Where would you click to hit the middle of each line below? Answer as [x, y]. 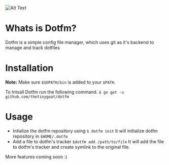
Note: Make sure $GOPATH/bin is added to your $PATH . [60, 82]
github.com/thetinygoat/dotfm [37, 97]
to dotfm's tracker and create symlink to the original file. [71, 147]
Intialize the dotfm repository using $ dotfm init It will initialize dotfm [85, 131]
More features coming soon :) [36, 156]
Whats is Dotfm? [41, 28]
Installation [29, 68]
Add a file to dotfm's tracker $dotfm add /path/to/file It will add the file [88, 141]
